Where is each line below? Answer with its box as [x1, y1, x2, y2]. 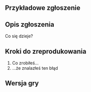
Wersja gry [5, 79, 39, 88]
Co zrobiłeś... [12, 60, 39, 66]
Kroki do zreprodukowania [5, 47, 87, 55]
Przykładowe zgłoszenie [5, 4, 81, 12]
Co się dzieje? [5, 33, 33, 39]
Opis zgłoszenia [5, 20, 55, 29]
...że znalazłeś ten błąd [12, 65, 58, 71]
